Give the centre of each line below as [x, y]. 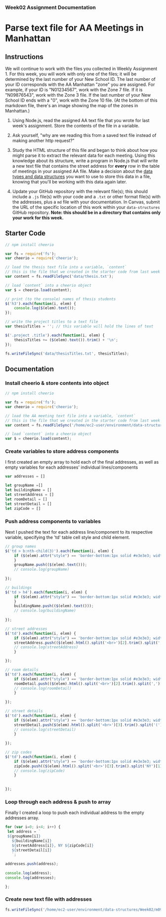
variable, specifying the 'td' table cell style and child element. [67, 537]
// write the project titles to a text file [52, 322]
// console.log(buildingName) [45, 611]
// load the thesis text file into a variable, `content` [66, 267]
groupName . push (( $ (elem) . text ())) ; [51, 565]
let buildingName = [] [28, 490]
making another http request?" [43, 140]
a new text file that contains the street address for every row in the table [86, 166]
